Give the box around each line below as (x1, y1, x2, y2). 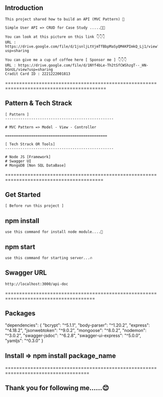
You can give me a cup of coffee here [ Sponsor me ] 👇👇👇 (5, 57, 127, 62)
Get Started (5, 191, 41, 199)
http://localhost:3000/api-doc (5, 281, 68, 286)
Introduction (5, 4, 44, 12)
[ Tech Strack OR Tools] (5, 142, 55, 147)
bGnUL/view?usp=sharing (5, 67, 53, 72)
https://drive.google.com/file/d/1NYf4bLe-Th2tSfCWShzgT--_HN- (17, 63, 149, 67)
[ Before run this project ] (5, 203, 64, 208)
